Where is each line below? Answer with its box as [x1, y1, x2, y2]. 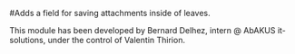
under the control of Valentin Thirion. [47, 35, 186, 45]
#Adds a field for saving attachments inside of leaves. [9, 8, 211, 18]
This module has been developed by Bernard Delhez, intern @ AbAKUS [9, 25, 276, 35]
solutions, [9, 35, 46, 45]
